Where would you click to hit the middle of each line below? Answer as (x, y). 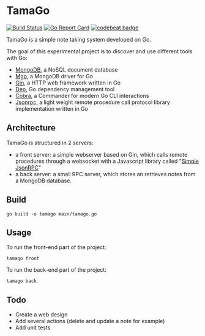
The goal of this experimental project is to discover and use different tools (99, 51)
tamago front (23, 259)
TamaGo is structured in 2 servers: (50, 143)
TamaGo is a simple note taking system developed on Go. (79, 39)
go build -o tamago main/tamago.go (52, 214)
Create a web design (41, 315)
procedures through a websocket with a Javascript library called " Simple (107, 161)
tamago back (21, 281)
